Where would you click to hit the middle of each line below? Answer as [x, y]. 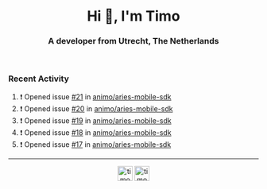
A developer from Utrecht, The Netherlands [133, 41]
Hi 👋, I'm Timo [133, 16]
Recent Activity [39, 79]
